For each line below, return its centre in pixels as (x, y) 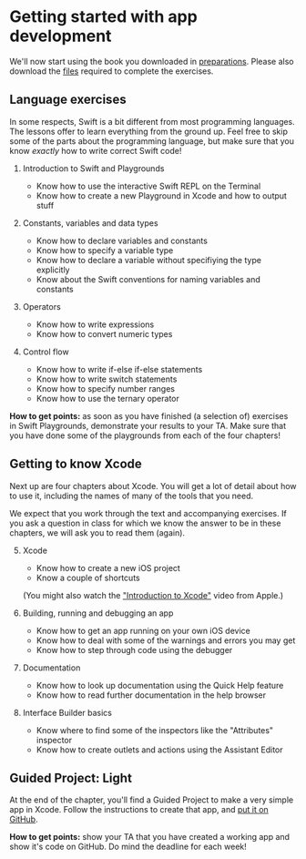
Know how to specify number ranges (106, 388)
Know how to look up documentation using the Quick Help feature (160, 685)
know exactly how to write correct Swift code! (96, 150)
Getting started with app (103, 17)
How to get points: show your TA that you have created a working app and (149, 837)
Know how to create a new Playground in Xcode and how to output (161, 195)
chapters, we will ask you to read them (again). (97, 532)
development (61, 36)
